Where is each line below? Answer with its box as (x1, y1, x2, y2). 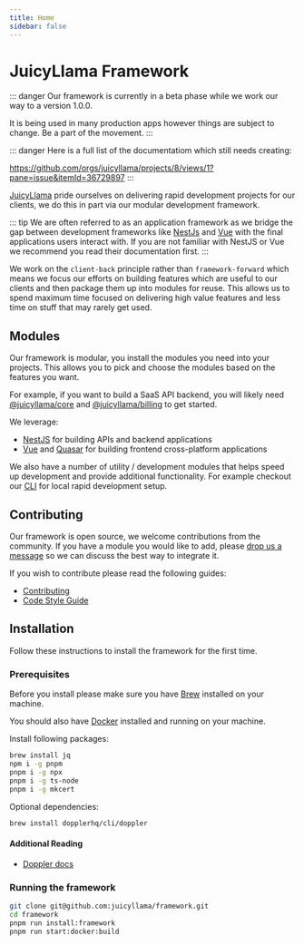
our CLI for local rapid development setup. (9, 481, 168, 492)
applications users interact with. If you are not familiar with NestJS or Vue (9, 237, 285, 248)
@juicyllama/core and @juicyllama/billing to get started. (9, 399, 218, 410)
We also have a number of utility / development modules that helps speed (9, 462, 285, 472)
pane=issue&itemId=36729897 (9, 172, 125, 183)
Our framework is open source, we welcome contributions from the (9, 531, 261, 542)
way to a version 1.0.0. (9, 101, 93, 112)
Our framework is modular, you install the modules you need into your (9, 353, 270, 364)
